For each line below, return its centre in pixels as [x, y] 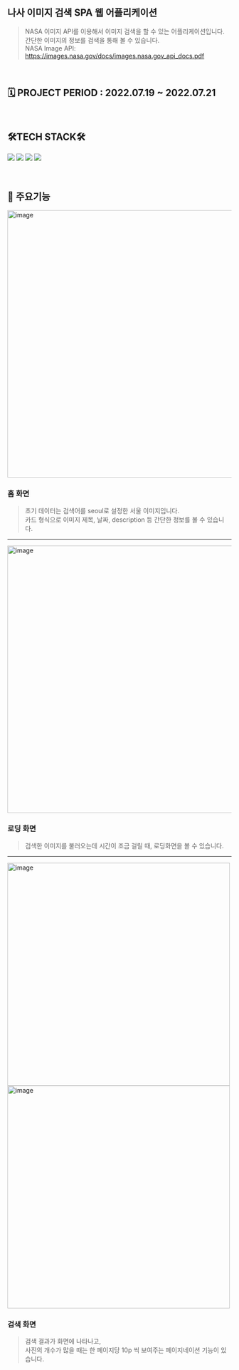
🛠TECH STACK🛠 [47, 137]
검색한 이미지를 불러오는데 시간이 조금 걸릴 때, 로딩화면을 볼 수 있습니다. [124, 845]
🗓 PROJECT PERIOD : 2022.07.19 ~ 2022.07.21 [112, 93]
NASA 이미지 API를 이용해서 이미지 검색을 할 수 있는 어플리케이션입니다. [125, 31]
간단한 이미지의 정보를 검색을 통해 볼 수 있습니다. [92, 40]
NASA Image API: [50, 48]
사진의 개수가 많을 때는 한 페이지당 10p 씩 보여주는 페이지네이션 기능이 [122, 1350]
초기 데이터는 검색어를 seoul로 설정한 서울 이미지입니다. [102, 510]
